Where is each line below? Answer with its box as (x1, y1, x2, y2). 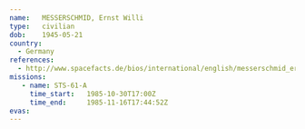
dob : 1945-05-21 (9, 30, 84, 39)
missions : (9, 73, 47, 82)
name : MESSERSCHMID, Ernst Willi (9, 13, 144, 23)
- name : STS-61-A (21, 81, 88, 90)
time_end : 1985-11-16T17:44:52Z (29, 97, 169, 107)
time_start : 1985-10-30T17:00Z (29, 89, 156, 98)
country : (9, 38, 43, 48)
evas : (9, 106, 30, 115)
